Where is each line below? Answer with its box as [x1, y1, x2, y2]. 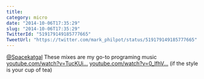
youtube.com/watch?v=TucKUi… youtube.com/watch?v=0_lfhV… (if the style [6, 60, 199, 67]
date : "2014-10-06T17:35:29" [6, 20, 80, 26]
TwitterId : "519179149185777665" [6, 31, 91, 37]
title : [6, 8, 23, 15]
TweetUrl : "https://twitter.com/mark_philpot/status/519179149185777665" [6, 37, 198, 43]
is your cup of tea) [6, 66, 53, 73]
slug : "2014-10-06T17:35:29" [6, 25, 80, 32]
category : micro [6, 14, 47, 21]
